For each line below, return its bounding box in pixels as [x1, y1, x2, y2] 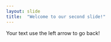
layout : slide [6, 8, 41, 14]
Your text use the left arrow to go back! [6, 29, 100, 36]
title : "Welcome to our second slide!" [6, 14, 106, 20]
